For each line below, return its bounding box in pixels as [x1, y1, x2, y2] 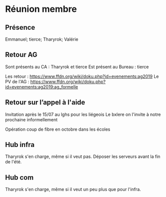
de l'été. [5, 159, 22, 165]
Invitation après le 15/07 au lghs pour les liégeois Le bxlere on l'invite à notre [5, 111, 161, 117]
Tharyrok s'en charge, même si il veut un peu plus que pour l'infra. [5, 187, 141, 193]
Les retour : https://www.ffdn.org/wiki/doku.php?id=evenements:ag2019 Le [5, 73, 159, 79]
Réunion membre [5, 3, 77, 15]
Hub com [5, 173, 34, 182]
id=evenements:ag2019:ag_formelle [5, 84, 78, 90]
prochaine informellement [5, 116, 58, 122]
